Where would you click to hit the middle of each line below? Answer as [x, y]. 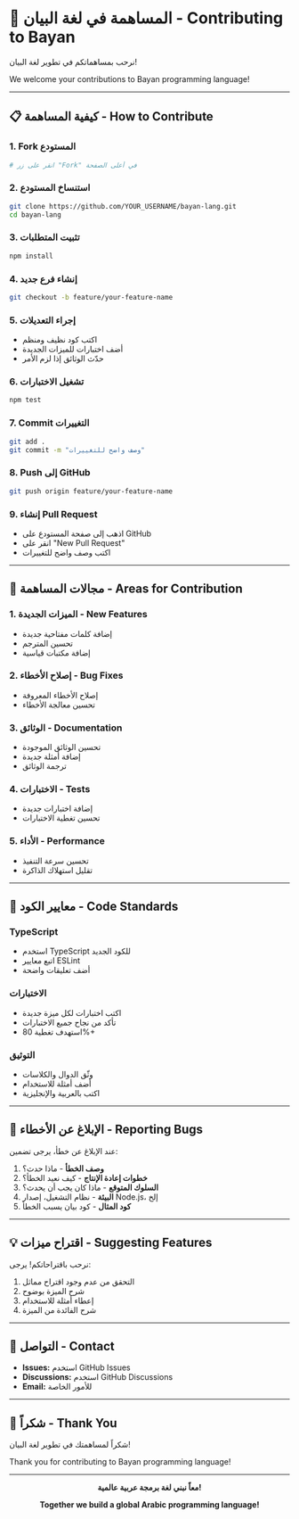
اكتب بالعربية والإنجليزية [61, 1094]
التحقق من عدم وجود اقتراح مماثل [78, 1281]
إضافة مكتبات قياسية [56, 652]
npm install [31, 256]
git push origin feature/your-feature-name [91, 491]
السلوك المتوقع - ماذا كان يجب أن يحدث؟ [90, 1187]
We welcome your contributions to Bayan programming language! [129, 78]
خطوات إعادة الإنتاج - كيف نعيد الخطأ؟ [85, 1177]
